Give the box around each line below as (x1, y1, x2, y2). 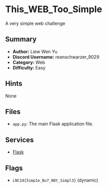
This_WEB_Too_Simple (5, 4, 102, 15)
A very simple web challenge (5, 20, 66, 26)
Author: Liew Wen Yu (12, 48, 58, 54)
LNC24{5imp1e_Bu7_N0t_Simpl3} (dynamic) (12, 177, 98, 183)
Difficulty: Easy (12, 64, 46, 70)
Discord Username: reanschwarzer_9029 (12, 54, 99, 60)
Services (5, 135, 34, 144)
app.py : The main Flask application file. (12, 121, 93, 127)
